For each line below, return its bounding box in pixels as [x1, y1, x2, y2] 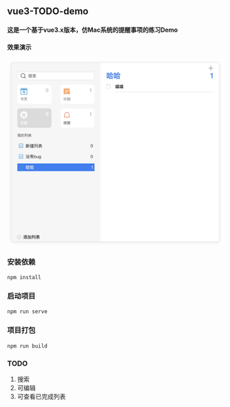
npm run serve [7, 308, 48, 315]
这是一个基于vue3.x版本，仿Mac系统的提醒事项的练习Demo [7, 26, 178, 34]
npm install [7, 274, 41, 281]
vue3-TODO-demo [7, 6, 89, 17]
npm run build [7, 342, 48, 350]
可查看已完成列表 [17, 392, 66, 401]
